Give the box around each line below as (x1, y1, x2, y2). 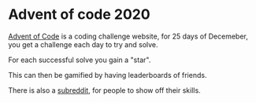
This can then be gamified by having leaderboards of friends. (8, 70, 207, 79)
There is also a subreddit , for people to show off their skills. (8, 85, 201, 95)
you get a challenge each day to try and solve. (8, 39, 159, 49)
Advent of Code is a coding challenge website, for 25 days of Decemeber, (8, 31, 248, 41)
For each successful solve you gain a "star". (8, 55, 151, 64)
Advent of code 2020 (8, 6, 151, 24)
